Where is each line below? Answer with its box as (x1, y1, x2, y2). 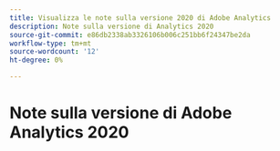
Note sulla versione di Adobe (9, 103, 233, 124)
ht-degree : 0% (9, 55, 64, 65)
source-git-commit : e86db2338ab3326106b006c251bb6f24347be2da (9, 30, 251, 39)
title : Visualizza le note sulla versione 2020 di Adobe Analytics (9, 13, 272, 23)
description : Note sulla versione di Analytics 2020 (9, 22, 214, 31)
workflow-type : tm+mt (9, 38, 92, 48)
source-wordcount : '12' (9, 47, 100, 56)
